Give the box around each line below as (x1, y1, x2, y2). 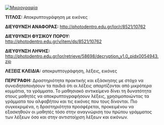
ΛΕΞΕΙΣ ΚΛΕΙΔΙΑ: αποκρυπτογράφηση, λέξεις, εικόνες (5, 68, 117, 74)
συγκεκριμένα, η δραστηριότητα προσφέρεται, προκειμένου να (5, 104, 134, 109)
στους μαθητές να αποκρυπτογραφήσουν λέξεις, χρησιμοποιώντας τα (5, 94, 149, 99)
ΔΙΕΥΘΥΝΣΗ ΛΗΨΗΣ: (5, 48, 50, 54)
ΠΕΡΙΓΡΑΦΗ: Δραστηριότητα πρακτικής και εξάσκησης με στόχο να (5, 78, 144, 83)
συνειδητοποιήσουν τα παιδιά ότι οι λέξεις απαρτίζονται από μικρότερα (5, 83, 152, 89)
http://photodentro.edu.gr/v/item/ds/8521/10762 (5, 38, 102, 44)
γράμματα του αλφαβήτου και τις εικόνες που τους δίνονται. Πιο (5, 98, 137, 104)
